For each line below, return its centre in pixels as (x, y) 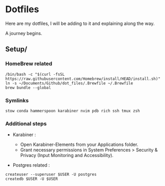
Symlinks (17, 100)
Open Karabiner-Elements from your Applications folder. (79, 145)
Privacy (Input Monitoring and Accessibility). (67, 156)
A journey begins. (24, 33)
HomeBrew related (29, 64)
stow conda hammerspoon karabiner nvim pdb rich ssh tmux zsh (73, 111)
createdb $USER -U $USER (32, 179)
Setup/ (16, 49)
